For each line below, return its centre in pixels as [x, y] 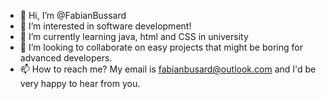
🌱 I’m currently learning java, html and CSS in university [134, 36]
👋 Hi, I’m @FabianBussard [73, 15]
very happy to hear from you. [80, 83]
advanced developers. [66, 58]
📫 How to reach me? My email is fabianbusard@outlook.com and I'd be [168, 69]
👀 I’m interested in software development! [105, 26]
